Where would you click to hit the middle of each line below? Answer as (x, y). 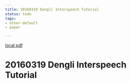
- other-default (21, 23)
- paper (13, 28)
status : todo (18, 14)
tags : (10, 18)
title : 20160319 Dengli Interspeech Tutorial (52, 9)
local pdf (14, 45)
